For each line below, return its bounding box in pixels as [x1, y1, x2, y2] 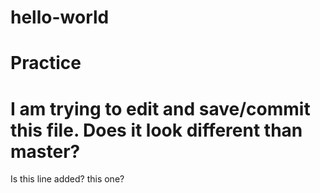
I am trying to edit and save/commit [10, 97, 311, 120]
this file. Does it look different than [10, 119, 303, 141]
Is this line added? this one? [10, 173, 125, 185]
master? [10, 140, 81, 163]
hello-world [10, 6, 110, 29]
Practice [10, 52, 82, 75]
